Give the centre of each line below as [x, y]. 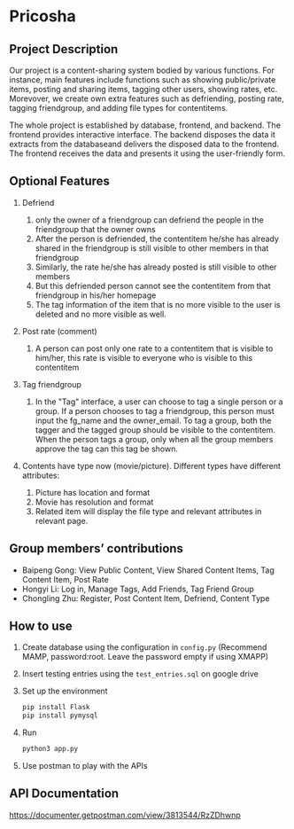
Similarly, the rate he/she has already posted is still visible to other [156, 267]
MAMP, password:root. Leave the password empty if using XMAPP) [145, 657]
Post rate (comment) [59, 331]
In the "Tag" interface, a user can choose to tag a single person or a [159, 402]
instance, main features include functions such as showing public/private [143, 80]
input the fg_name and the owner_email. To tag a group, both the [153, 420]
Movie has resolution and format [94, 502]
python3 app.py [50, 749]
